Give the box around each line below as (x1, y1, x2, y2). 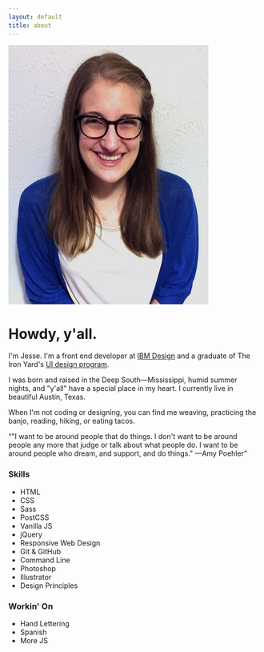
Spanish (19, 627, 47, 637)
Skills (8, 469, 30, 480)
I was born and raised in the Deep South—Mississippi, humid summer (8, 375, 238, 384)
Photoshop (19, 563, 56, 573)
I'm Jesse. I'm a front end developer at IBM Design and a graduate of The (8, 351, 250, 360)
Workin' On (8, 601, 54, 612)
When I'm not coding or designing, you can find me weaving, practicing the (8, 408, 257, 417)
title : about (8, 21, 52, 30)
